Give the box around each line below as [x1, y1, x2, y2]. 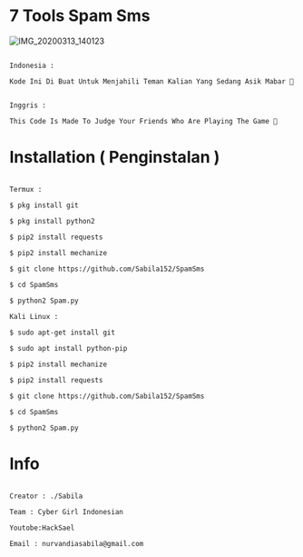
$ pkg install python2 [9, 216, 95, 225]
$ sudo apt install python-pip [9, 343, 128, 353]
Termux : [9, 184, 43, 194]
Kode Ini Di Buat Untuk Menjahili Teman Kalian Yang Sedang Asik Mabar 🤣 [9, 76, 295, 86]
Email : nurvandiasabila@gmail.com [9, 539, 144, 548]
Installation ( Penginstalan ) [9, 147, 220, 168]
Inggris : [9, 101, 47, 110]
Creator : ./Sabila [9, 492, 83, 501]
